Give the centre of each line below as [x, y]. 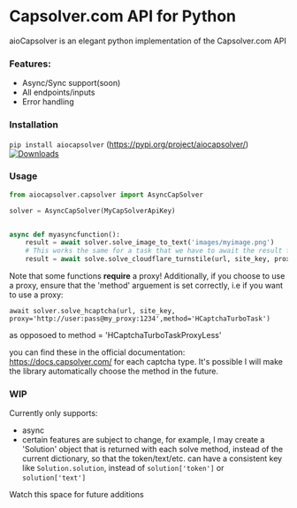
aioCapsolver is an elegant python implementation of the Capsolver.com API [148, 41]
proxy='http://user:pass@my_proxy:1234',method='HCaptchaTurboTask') [140, 319]
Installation [34, 125]
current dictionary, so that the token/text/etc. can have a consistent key [152, 458]
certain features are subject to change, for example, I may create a [143, 440]
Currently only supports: [53, 413]
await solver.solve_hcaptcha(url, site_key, [92, 312]
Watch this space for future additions [76, 495]
